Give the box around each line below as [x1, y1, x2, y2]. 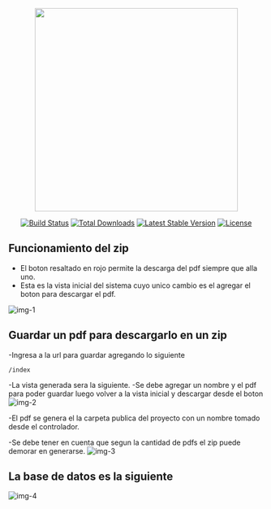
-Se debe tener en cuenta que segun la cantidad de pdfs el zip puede [8, 437, 241, 447]
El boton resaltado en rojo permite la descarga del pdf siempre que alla [19, 263, 258, 272]
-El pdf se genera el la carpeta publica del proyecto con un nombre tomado [8, 413, 260, 423]
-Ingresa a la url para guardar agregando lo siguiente [8, 350, 185, 359]
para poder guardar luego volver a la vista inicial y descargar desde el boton [8, 389, 264, 398]
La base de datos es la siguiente [8, 470, 174, 484]
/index [8, 366, 31, 374]
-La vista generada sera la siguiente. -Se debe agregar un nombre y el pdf [8, 380, 257, 389]
